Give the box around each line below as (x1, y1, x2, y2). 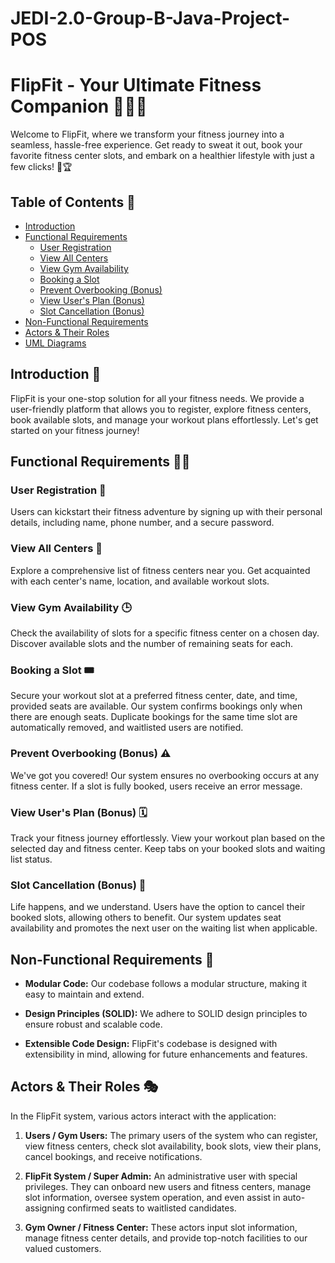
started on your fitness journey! (10, 424, 140, 436)
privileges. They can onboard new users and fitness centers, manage (24, 1180, 312, 1192)
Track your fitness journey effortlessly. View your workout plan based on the (10, 832, 326, 844)
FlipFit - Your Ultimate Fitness (10, 74, 262, 97)
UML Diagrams (24, 337, 87, 349)
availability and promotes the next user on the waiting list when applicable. (10, 922, 318, 934)
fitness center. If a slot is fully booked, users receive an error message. (10, 780, 303, 792)
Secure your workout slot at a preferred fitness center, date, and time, (10, 690, 298, 702)
